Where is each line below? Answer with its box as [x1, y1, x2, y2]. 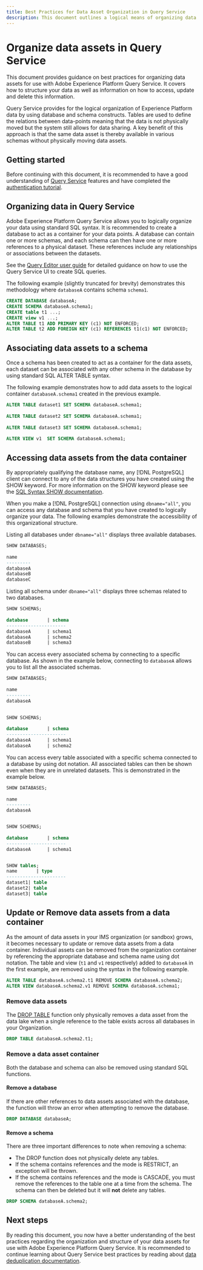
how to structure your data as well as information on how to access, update [6, 86, 195, 94]
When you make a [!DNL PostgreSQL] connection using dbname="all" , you [6, 500, 191, 507]
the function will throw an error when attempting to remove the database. [6, 1104, 189, 1111]
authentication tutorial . [6, 183, 62, 191]
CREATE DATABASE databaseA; [6, 298, 78, 304]
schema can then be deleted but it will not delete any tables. [15, 1187, 167, 1194]
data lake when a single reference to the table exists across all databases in [6, 1017, 195, 1025]
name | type [6, 868, 53, 875]
